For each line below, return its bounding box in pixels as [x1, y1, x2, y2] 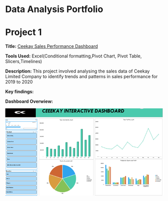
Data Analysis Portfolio [5, 4, 104, 15]
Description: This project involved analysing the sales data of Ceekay [5, 68, 150, 74]
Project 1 [5, 27, 42, 38]
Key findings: [5, 89, 34, 95]
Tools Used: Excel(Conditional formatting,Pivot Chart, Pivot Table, [5, 53, 142, 59]
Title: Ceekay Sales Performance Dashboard [5, 43, 98, 49]
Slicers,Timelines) [5, 58, 42, 64]
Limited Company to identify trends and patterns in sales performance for [5, 74, 158, 80]
